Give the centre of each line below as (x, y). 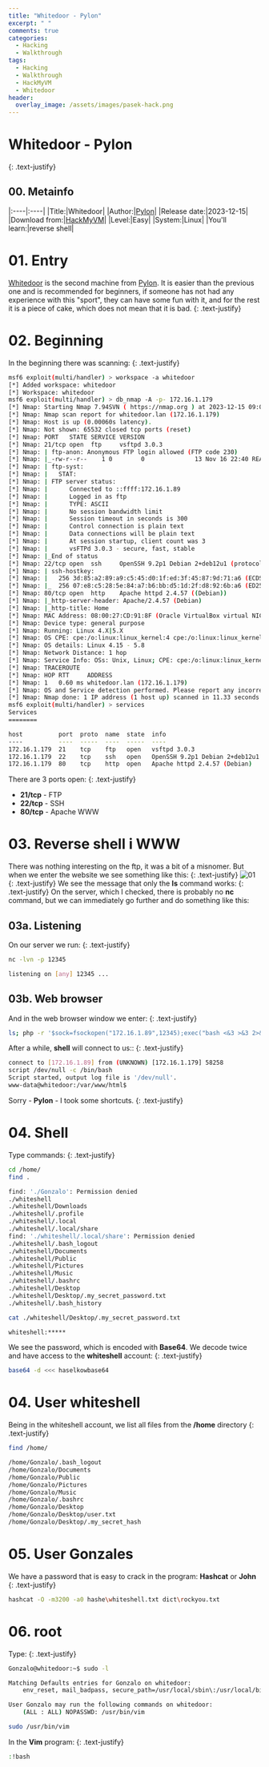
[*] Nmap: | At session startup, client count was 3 (107, 541)
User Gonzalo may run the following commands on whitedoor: (111, 1705)
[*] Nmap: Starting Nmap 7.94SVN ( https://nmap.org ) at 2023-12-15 (127, 408)
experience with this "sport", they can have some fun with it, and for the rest (134, 299)
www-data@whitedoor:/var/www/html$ (68, 1086)
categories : (28, 38)
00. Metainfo (41, 192)
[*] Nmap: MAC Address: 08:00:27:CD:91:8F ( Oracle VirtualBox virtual (128, 616)
